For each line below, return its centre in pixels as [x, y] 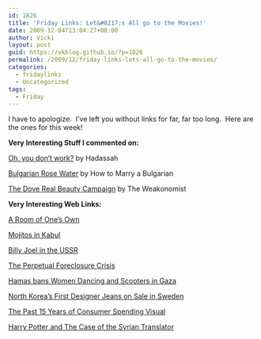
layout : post [30, 45]
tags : [17, 89]
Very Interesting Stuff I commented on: [74, 143]
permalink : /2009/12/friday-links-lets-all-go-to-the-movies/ [113, 60]
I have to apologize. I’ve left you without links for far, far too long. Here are [131, 119]
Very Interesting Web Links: [55, 204]
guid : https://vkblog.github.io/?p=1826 [76, 52]
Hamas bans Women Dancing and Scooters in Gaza [92, 281]
